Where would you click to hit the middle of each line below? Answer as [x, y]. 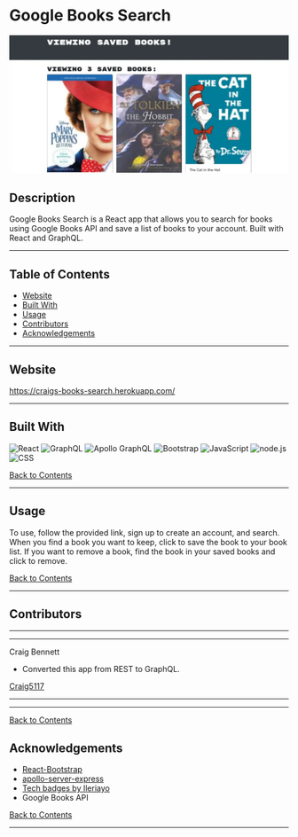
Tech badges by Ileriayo [66, 788]
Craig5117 [27, 686]
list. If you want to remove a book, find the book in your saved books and [142, 551]
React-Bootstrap [52, 770]
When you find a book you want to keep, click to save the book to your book [149, 542]
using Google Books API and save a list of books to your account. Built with [146, 229]
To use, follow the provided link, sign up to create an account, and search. [145, 532]
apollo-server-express [63, 779]
